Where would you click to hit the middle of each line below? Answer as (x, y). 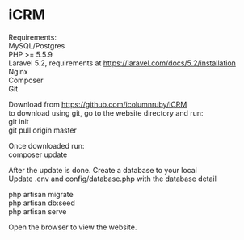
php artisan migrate (41, 194)
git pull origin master (42, 130)
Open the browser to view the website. (73, 227)
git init (19, 121)
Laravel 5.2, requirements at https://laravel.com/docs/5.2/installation (122, 63)
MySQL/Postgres (37, 45)
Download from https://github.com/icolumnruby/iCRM (98, 104)
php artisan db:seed (42, 203)
